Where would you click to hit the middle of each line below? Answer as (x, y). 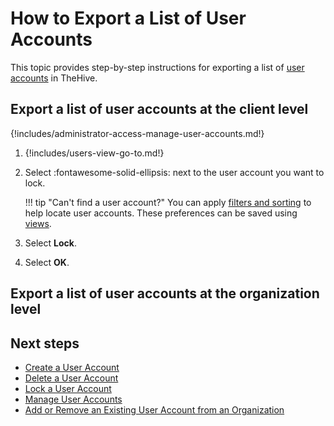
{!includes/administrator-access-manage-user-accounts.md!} (137, 133)
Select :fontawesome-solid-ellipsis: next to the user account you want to (174, 172)
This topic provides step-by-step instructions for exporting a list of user (157, 67)
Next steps (45, 343)
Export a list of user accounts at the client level (159, 109)
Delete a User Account (71, 378)
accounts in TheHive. (54, 78)
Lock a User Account (68, 388)
